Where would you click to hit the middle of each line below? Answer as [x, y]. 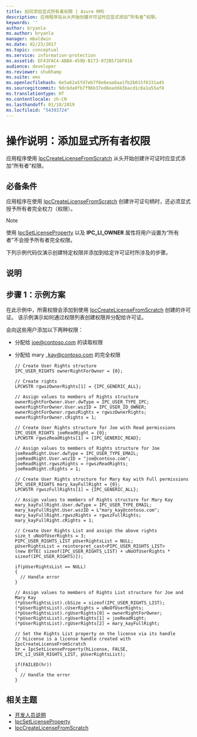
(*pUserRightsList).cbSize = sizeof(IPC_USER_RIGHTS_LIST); [90, 603]
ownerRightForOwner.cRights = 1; [56, 418]
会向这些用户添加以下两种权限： [45, 330]
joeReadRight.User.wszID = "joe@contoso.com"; [73, 459]
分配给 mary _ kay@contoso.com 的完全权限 [67, 355]
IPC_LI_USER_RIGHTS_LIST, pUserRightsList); [70, 655]
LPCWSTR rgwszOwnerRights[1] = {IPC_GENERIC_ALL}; [78, 387]
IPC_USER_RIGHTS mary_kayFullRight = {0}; [67, 484]
